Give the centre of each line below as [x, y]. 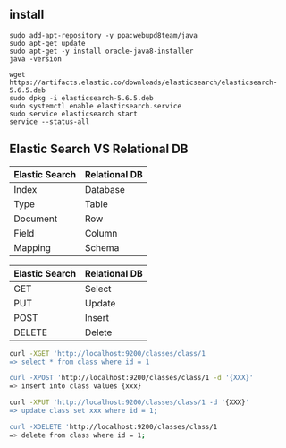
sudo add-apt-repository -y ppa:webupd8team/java [104, 35]
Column [101, 233]
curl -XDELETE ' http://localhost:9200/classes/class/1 [114, 426]
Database [105, 189]
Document [36, 219]
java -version [36, 59]
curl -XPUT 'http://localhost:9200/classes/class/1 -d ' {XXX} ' [130, 402]
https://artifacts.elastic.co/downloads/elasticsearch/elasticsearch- [143, 82]
